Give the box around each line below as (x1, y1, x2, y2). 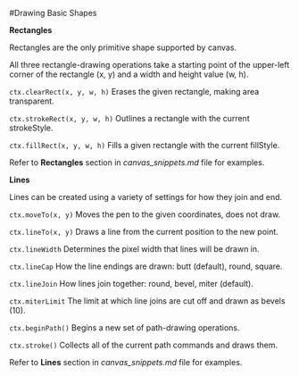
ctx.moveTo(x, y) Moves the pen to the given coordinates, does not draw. (9, 209, 281, 220)
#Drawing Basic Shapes (9, 8, 97, 18)
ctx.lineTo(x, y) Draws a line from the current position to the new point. (9, 227, 278, 237)
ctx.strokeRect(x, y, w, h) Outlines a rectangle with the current (9, 113, 250, 123)
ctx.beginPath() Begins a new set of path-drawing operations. (9, 322, 240, 333)
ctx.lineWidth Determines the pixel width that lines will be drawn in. (9, 244, 261, 254)
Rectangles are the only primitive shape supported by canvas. (9, 42, 237, 53)
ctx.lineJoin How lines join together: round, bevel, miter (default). (9, 279, 254, 288)
